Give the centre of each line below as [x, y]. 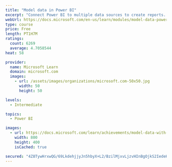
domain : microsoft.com [34, 72]
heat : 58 [15, 53]
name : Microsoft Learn [34, 67]
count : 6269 [23, 44]
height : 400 [27, 142]
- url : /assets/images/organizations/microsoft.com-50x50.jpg [82, 81]
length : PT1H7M [21, 34]
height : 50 [30, 91]
